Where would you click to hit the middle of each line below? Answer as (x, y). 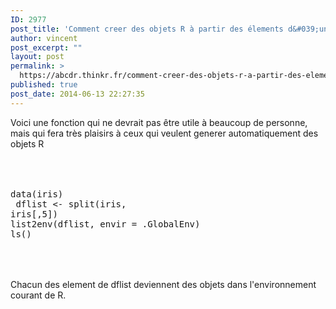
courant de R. (38, 295)
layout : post (37, 57)
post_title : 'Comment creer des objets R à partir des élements (147, 29)
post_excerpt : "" (46, 47)
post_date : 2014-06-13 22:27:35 (77, 94)
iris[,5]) (34, 214)
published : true (44, 85)
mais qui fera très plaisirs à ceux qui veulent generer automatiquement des (164, 133)
